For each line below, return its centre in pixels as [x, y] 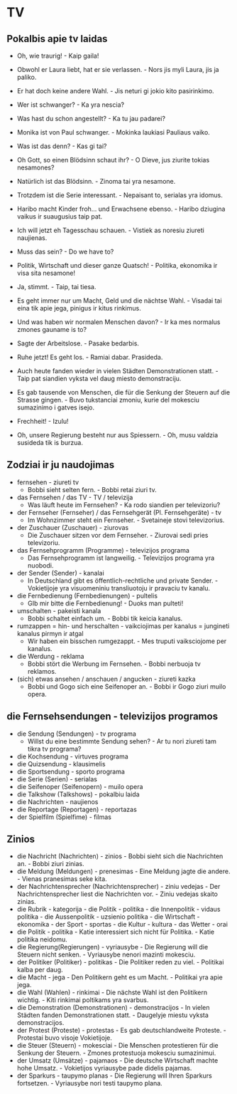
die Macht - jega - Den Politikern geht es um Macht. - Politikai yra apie [120, 977]
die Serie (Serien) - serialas [57, 779]
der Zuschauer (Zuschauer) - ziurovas [73, 527]
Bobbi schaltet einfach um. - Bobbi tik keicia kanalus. [105, 618]
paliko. [27, 77]
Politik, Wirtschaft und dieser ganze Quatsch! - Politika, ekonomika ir [117, 265]
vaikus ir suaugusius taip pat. [60, 217]
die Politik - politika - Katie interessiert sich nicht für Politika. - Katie [116, 932]
